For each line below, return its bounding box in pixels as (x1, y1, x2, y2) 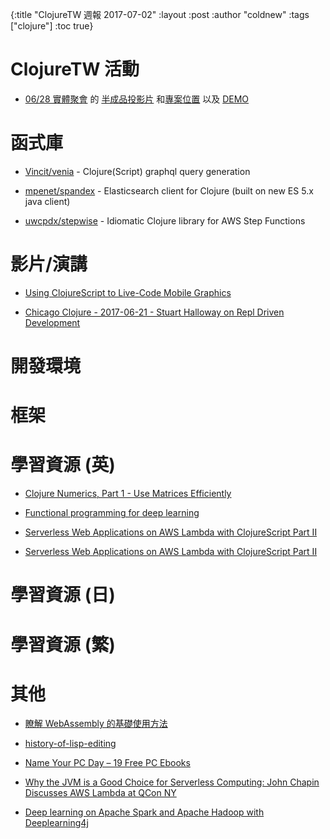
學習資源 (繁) (10, 633, 116, 656)
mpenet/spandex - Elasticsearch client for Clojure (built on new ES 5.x (24, 184, 314, 197)
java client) (24, 195, 71, 207)
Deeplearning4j (24, 817, 89, 829)
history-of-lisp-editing (24, 738, 117, 750)
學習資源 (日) (10, 584, 116, 607)
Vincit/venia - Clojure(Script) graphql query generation (24, 165, 251, 177)
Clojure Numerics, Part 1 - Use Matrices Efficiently (24, 488, 232, 500)
